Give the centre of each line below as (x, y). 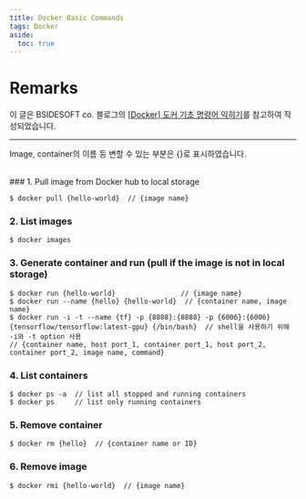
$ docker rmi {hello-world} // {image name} (97, 485)
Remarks (44, 88)
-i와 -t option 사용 (46, 336)
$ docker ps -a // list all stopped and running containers (128, 394)
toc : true (36, 43)
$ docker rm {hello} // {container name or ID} (103, 444)
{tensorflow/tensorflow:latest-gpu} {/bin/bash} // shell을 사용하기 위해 (149, 327)
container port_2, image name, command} (87, 352)
